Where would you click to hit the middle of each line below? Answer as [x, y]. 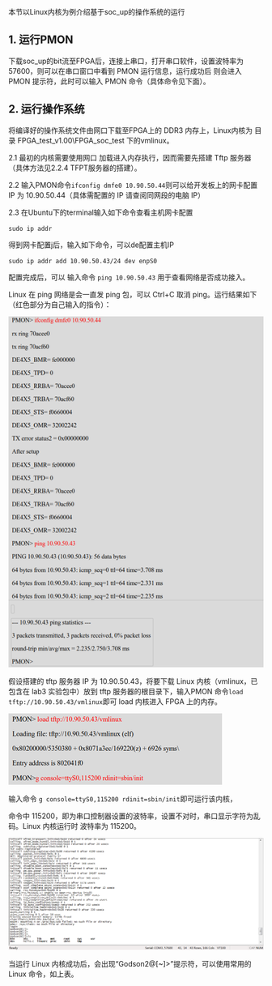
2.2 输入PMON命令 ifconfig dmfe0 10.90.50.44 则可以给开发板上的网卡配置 [133, 185]
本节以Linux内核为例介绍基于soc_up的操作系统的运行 [97, 12]
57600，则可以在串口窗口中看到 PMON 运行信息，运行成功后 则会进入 [125, 70]
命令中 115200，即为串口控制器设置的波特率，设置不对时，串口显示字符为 [131, 816]
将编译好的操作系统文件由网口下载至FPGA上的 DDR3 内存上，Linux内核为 [131, 130]
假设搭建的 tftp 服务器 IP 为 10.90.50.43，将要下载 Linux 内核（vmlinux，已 [133, 681]
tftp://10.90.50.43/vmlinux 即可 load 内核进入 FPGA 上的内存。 [115, 701]
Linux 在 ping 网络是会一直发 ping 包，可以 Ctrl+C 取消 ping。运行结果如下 [133, 294]
